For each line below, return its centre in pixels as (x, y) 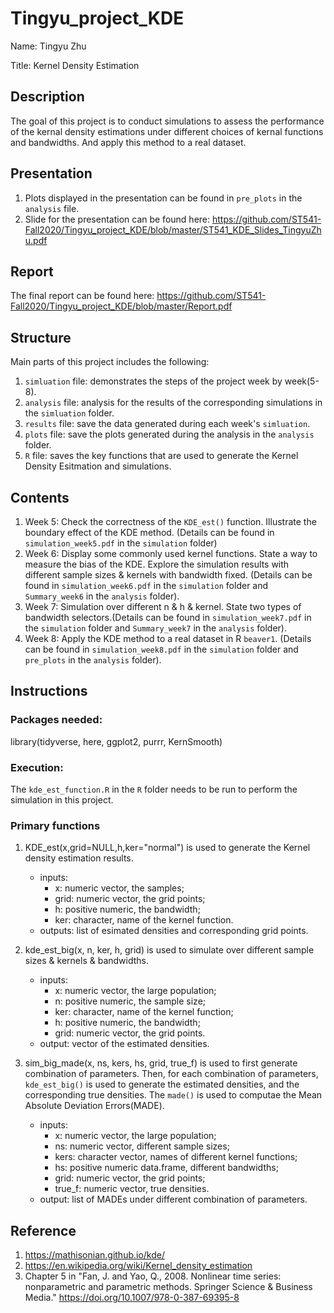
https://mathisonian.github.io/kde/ (95, 1255)
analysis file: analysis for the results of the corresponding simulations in (173, 403)
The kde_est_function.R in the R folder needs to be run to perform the (154, 789)
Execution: (37, 767)
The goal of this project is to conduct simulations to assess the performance (167, 121)
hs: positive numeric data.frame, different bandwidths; (166, 1168)
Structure (41, 337)
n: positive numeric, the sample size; (130, 1001)
